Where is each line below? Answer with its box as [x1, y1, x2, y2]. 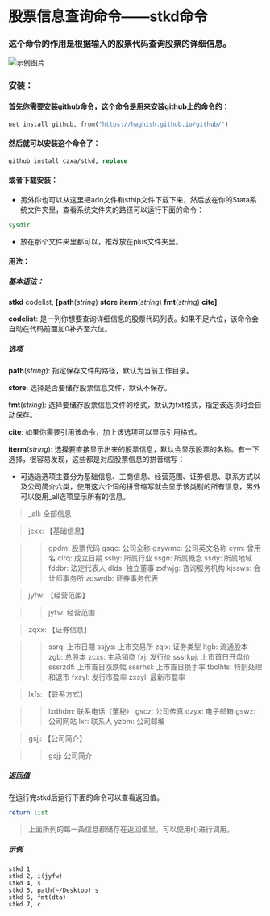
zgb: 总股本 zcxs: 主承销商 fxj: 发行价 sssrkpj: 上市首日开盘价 [48, 652, 251, 662]
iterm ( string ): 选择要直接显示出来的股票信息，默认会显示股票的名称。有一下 [8, 444, 260, 454]
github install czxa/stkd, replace [8, 156, 128, 165]
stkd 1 [8, 864, 31, 873]
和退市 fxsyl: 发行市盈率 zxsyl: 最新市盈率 [48, 672, 186, 682]
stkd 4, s [8, 879, 42, 887]
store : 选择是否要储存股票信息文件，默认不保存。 [8, 383, 172, 393]
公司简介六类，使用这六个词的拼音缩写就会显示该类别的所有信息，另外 [27, 481, 260, 492]
